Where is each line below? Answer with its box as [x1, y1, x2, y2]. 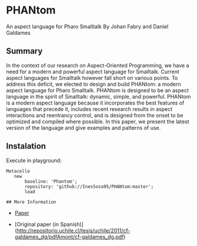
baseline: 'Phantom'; [24, 178, 78, 184]
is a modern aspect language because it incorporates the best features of [6, 99, 185, 106]
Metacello [6, 168, 31, 174]
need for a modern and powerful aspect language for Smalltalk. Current [6, 68, 179, 75]
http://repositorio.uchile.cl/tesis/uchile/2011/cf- [16, 227, 131, 234]
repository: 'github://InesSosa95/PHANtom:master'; [24, 183, 154, 190]
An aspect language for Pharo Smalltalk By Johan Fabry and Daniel [6, 23, 169, 30]
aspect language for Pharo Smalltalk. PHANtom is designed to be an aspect [6, 86, 189, 94]
